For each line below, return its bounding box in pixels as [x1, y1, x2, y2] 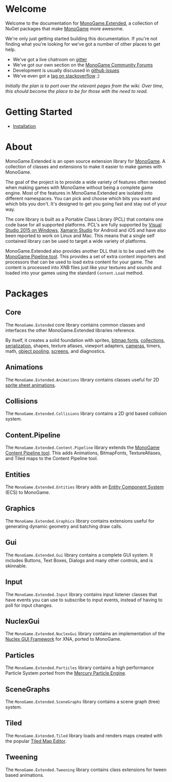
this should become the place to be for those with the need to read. [5, 88, 148, 94]
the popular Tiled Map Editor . [5, 738, 67, 744]
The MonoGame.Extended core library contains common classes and [5, 321, 145, 328]
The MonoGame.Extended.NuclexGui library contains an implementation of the [5, 631, 165, 637]
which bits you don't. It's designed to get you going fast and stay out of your [5, 201, 167, 207]
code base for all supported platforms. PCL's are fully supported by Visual [5, 221, 162, 227]
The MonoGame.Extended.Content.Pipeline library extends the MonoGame [5, 445, 160, 451]
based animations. [5, 772, 45, 778]
